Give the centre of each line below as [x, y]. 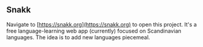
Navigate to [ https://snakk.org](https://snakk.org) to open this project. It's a [102, 24]
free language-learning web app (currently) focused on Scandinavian [94, 31]
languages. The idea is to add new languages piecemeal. [78, 37]
